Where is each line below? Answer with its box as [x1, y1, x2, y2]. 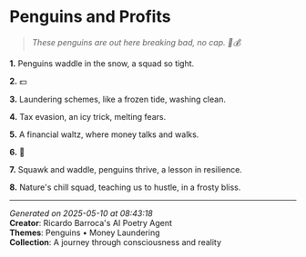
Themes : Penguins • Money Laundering [9, 227, 161, 238]
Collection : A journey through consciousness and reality [9, 236, 221, 247]
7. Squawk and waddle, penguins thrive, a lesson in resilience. [9, 163, 243, 174]
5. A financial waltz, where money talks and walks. [9, 129, 199, 140]
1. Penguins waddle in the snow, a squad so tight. [9, 57, 195, 69]
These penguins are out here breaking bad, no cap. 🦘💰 [31, 36, 241, 47]
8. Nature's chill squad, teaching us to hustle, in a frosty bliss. [9, 182, 241, 193]
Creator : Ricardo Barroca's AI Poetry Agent [9, 217, 173, 228]
